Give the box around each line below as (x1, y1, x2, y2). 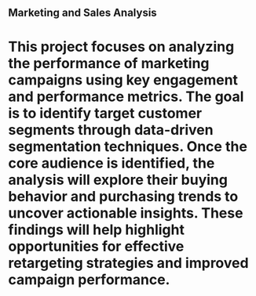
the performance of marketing (8, 54, 210, 72)
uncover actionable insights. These (8, 204, 243, 222)
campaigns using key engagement (8, 70, 238, 88)
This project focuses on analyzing (8, 38, 235, 56)
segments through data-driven (8, 121, 214, 139)
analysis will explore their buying (8, 171, 228, 189)
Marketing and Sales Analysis (8, 6, 157, 20)
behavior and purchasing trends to (8, 187, 239, 205)
